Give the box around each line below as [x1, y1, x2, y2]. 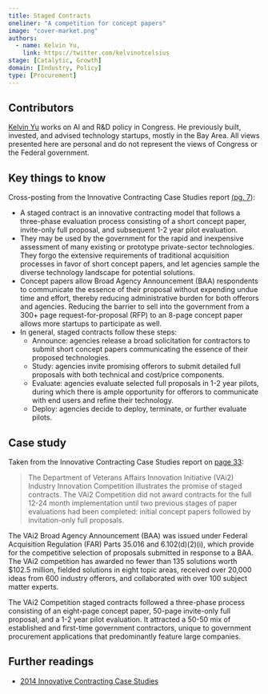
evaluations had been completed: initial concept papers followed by [27, 507, 251, 517]
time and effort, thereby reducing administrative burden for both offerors [19, 294, 259, 303]
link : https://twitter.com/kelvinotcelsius [22, 49, 170, 57]
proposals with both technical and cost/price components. [31, 370, 225, 379]
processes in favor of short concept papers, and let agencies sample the [19, 259, 260, 269]
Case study [8, 436, 66, 449]
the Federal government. [8, 148, 90, 157]
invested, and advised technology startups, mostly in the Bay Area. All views [8, 131, 260, 140]
